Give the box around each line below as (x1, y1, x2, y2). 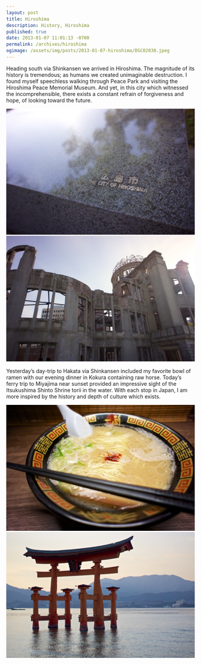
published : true (6, 29, 47, 35)
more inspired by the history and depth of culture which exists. (6, 393, 161, 400)
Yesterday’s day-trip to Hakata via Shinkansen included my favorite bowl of (6, 368, 191, 375)
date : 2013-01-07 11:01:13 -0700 (6, 35, 90, 41)
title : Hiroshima (6, 16, 50, 22)
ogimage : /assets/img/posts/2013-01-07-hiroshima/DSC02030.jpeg (6, 48, 170, 54)
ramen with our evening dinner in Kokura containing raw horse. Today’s (6, 374, 182, 381)
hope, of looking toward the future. (6, 97, 92, 104)
